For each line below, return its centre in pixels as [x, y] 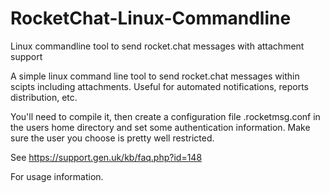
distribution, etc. [44, 97]
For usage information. [57, 176]
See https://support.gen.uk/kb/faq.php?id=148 [106, 157]
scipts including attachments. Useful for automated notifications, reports [159, 86]
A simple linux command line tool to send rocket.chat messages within [155, 76]
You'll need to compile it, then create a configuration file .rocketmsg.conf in [165, 116]
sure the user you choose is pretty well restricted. [112, 138]
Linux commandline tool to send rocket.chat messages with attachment [157, 46]
